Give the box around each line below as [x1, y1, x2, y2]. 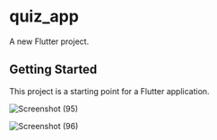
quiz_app [9, 6, 79, 27]
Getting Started [9, 62, 98, 77]
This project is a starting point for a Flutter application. [9, 85, 210, 96]
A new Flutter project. [9, 36, 90, 47]
